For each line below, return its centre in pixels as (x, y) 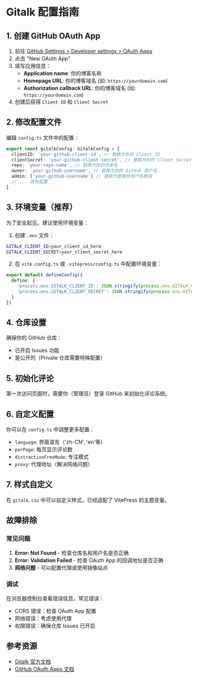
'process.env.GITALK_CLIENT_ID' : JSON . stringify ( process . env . (95, 286)
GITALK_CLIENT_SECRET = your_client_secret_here (64, 252)
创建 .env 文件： (34, 235)
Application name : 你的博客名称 (62, 73)
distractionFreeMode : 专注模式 (52, 457)
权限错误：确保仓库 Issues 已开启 (55, 625)
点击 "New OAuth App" (42, 59)
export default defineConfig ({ (44, 275)
